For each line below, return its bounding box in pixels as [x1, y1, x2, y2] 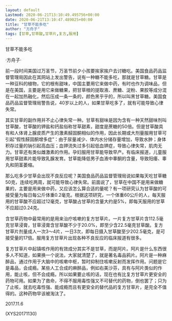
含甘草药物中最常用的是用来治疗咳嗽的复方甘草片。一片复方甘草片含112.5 [5, 216, 160, 222]
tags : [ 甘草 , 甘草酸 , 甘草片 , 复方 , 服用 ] [5, 31, 79, 36]
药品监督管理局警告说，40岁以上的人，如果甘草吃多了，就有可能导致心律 [9, 100, 164, 105]
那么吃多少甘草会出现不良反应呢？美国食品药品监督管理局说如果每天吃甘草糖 [5, 173, 167, 179]
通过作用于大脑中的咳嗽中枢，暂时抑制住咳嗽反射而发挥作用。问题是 [18, 259, 162, 264]
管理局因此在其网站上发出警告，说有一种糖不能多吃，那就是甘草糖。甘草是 [9, 74, 167, 80]
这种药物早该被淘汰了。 [18, 290, 68, 296]
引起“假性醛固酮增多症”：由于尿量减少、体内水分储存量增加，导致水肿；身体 [5, 136, 166, 142]
